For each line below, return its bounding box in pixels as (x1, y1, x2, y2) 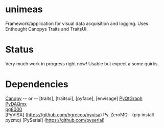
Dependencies (5, 79, 68, 90)
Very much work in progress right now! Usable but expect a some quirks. (5, 60, 159, 67)
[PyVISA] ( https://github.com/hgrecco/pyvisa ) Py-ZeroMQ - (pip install (5, 111, 154, 118)
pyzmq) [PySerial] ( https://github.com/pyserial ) (5, 117, 105, 123)
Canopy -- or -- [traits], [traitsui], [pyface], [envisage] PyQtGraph (5, 95, 143, 101)
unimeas (5, 4, 43, 15)
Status (5, 44, 34, 56)
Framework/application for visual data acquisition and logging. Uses (5, 20, 149, 27)
